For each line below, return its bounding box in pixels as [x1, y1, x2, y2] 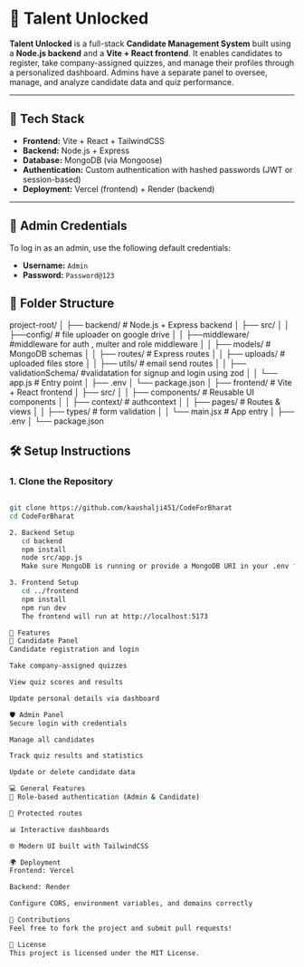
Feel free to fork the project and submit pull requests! [9, 924, 233, 933]
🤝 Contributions [9, 915, 71, 924]
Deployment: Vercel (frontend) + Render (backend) [22, 183, 215, 194]
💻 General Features [9, 784, 86, 793]
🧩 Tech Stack [9, 111, 85, 127]
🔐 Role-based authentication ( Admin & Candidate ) [9, 792, 201, 802]
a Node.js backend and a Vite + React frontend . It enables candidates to [9, 47, 283, 58]
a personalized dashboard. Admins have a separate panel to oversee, [9, 67, 269, 78]
